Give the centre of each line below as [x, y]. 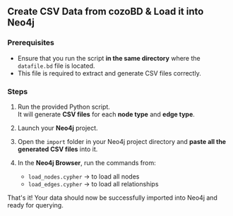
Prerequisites [31, 43]
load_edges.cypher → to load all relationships [93, 184]
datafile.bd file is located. [56, 66]
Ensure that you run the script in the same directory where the [109, 58]
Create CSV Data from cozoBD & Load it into [106, 12]
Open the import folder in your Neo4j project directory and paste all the [122, 141]
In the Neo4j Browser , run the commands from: [87, 162]
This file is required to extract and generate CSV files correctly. [109, 73]
